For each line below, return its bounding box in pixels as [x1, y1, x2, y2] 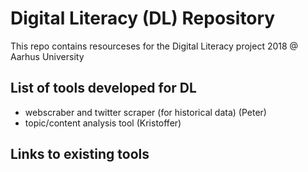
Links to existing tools [10, 146, 150, 163]
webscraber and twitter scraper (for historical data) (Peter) [24, 106, 267, 118]
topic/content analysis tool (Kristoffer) [24, 117, 182, 129]
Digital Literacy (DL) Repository [10, 7, 276, 30]
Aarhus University [10, 50, 85, 62]
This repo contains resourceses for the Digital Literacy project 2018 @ [10, 40, 299, 52]
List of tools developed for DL [10, 80, 197, 97]
